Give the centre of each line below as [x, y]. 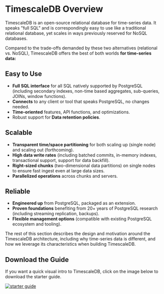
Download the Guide [37, 260]
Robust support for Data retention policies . [56, 117]
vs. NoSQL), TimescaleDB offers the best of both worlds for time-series [78, 53]
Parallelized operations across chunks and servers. [65, 176]
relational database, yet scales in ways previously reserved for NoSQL [76, 33]
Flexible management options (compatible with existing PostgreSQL [82, 219]
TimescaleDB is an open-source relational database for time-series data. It [81, 23]
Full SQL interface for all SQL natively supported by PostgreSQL [77, 86]
